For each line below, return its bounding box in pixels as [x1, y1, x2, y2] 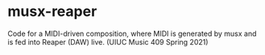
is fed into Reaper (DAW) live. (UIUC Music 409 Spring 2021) [7, 37, 209, 46]
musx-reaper [7, 2, 97, 21]
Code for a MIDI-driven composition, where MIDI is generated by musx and [7, 29, 257, 38]
